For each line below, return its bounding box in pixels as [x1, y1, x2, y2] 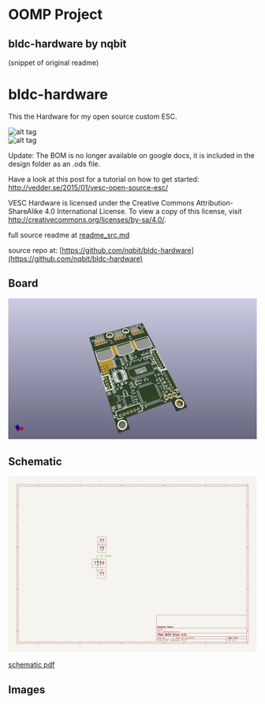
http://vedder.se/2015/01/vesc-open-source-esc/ [8, 183, 168, 192]
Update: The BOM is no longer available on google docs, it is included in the [8, 150, 255, 160]
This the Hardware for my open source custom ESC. [8, 111, 177, 121]
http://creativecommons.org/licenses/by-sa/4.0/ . [8, 215, 167, 224]
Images [8, 683, 46, 696]
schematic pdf [8, 660, 55, 669]
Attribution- [196, 198, 234, 207]
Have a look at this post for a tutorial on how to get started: [8, 174, 200, 183]
